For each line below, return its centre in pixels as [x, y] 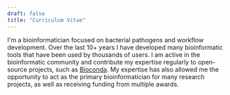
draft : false [26, 14]
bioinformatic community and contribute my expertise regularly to [102, 62]
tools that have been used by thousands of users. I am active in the [104, 54]
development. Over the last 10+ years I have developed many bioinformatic [115, 47]
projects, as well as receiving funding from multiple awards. [93, 84]
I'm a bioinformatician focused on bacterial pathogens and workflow [106, 40]
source [17, 69]
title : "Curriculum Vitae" [46, 20]
